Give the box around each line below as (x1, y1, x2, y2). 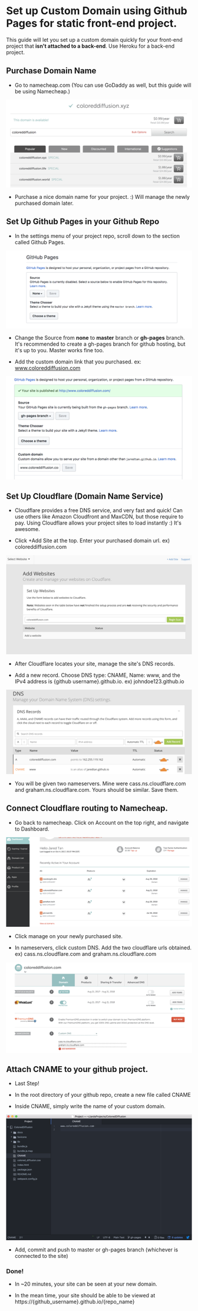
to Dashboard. (14, 825, 49, 833)
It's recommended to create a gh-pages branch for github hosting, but (14, 340, 186, 348)
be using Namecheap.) (14, 87, 71, 95)
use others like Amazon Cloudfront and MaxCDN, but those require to (14, 513, 184, 520)
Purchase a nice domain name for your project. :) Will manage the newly (14, 193, 190, 200)
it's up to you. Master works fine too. (14, 346, 104, 353)
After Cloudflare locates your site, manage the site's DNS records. (14, 660, 175, 667)
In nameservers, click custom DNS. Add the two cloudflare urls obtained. (14, 944, 192, 951)
